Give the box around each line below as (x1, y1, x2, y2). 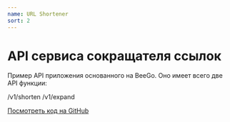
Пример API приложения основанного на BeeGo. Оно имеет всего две (7, 71, 223, 80)
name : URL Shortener (7, 10, 69, 18)
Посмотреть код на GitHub (7, 106, 89, 115)
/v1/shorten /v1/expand (7, 93, 75, 101)
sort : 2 (7, 17, 31, 24)
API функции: (7, 79, 48, 88)
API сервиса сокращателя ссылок (7, 48, 221, 64)
